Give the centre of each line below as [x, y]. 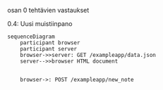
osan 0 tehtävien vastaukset [48, 10]
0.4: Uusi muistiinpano [40, 24]
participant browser [50, 43]
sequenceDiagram [31, 37]
